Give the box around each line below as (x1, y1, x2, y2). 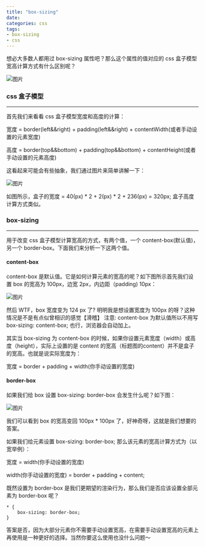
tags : (6, 26, 20, 32)
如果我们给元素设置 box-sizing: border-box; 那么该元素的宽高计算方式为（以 (6, 438, 197, 445)
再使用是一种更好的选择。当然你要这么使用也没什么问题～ (6, 534, 151, 541)
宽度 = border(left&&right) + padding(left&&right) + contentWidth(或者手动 (6, 126, 192, 133)
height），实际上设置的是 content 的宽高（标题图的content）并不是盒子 (16, 342, 195, 349)
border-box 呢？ (18, 492, 60, 499)
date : (6, 15, 20, 21)
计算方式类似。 (6, 201, 44, 208)
